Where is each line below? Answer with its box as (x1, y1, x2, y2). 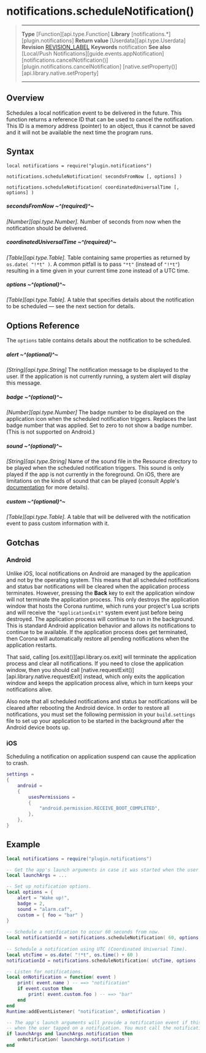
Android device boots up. (6, 723, 71, 731)
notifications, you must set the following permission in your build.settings (6, 711, 196, 718)
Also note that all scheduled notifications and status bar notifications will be (6, 697, 197, 705)
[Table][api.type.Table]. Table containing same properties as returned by (6, 254, 191, 261)
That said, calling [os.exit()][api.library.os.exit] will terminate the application (6, 653, 197, 660)
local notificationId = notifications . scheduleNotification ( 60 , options (6, 935, 199, 941)
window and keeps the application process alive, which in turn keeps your (6, 679, 193, 687)
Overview (6, 93, 45, 104)
